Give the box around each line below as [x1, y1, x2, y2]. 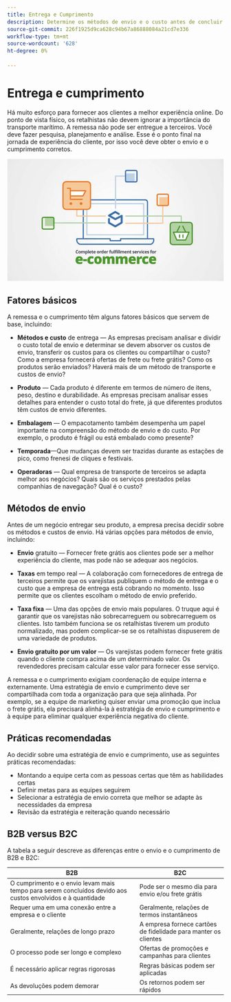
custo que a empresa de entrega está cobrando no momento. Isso [16, 584, 205, 593]
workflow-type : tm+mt [7, 33, 69, 40]
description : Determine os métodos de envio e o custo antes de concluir [7, 18, 223, 26]
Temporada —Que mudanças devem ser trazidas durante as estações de [16, 447, 224, 455]
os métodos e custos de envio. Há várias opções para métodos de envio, [7, 528, 214, 536]
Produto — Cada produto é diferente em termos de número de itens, [16, 384, 212, 392]
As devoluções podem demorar [10, 982, 100, 990]
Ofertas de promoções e [140, 944, 208, 952]
